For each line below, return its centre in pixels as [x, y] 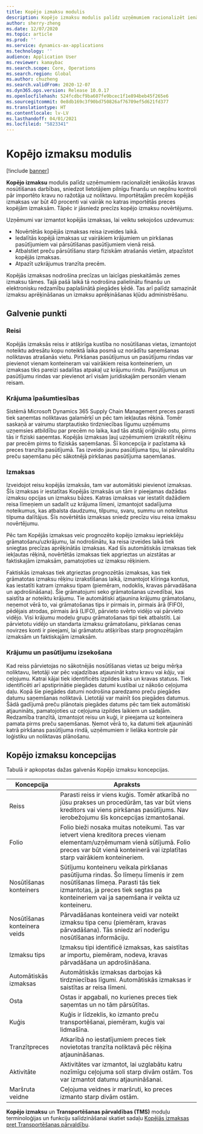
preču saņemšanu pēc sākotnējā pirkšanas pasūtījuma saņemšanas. [91, 456]
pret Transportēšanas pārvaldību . [48, 1125]
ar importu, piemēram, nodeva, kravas [114, 955]
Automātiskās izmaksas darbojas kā [111, 972]
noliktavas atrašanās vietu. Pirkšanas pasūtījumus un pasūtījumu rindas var [100, 356]
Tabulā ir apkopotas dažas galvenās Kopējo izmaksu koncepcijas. [88, 770]
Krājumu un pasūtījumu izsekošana [59, 652]
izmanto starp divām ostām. [99, 1097]
